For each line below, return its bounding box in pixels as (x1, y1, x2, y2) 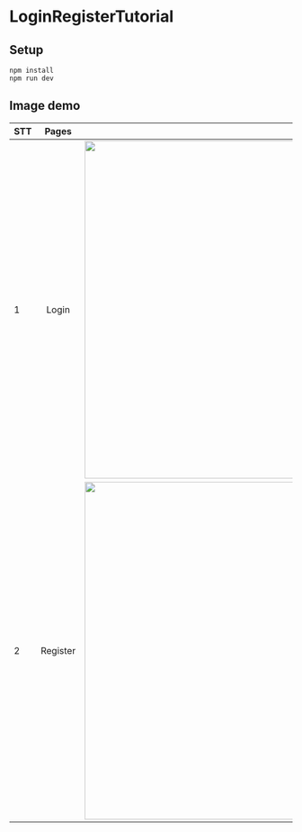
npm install (9, 66, 54, 75)
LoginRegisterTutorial (9, 6, 174, 27)
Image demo (9, 98, 81, 113)
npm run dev (9, 74, 54, 83)
